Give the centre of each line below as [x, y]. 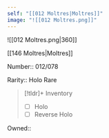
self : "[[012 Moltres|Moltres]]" [55, 13]
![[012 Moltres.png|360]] [42, 39]
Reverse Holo [53, 114]
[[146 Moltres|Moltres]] [40, 53]
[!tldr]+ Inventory [48, 93]
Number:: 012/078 [33, 66]
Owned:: [19, 128]
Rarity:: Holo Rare [32, 79]
